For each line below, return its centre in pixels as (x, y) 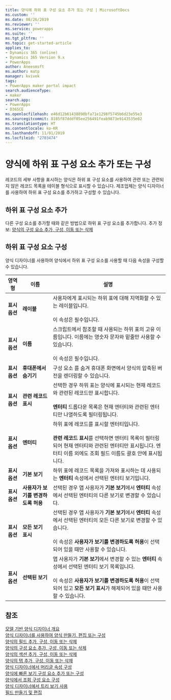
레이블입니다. (74, 305)
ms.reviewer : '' (22, 24)
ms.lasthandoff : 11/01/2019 (35, 133)
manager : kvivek (22, 76)
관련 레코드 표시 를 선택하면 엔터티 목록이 (98, 438)
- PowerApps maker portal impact (41, 86)
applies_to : (18, 48)
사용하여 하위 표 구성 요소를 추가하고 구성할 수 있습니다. (65, 192)
